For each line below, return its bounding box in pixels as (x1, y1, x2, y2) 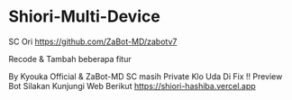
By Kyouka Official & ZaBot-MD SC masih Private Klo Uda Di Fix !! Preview (8, 70, 283, 82)
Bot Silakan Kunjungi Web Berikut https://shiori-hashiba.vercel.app (8, 80, 256, 91)
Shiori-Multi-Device (8, 6, 161, 27)
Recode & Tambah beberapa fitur (8, 53, 132, 64)
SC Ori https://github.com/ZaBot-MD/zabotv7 (8, 36, 178, 47)
